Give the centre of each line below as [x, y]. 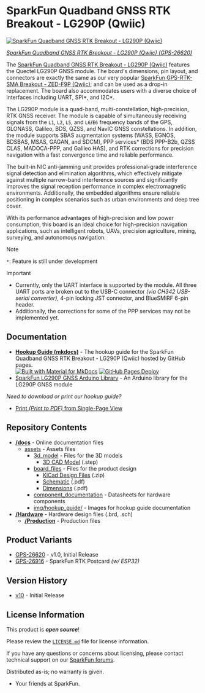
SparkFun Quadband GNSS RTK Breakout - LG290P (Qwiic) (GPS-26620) [99, 52]
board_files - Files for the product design [85, 468]
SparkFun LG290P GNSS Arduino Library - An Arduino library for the [101, 378]
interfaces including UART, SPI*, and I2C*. [61, 97]
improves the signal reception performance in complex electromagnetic [96, 186]
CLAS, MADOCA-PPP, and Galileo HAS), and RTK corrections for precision [100, 148]
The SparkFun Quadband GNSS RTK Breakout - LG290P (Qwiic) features [98, 65]
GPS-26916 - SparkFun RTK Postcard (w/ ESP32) [77, 561]
